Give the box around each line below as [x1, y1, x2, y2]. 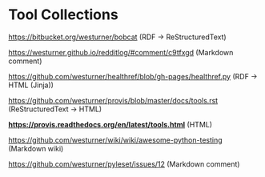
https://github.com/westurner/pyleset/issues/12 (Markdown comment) [8, 159, 240, 169]
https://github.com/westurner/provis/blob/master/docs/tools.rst [8, 95, 219, 105]
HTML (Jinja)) [8, 80, 54, 90]
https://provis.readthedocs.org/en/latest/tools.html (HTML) [8, 119, 213, 129]
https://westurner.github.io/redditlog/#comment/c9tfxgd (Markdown [8, 47, 234, 57]
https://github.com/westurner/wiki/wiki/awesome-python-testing [8, 135, 223, 145]
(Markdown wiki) [8, 143, 64, 153]
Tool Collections [8, 6, 118, 24]
